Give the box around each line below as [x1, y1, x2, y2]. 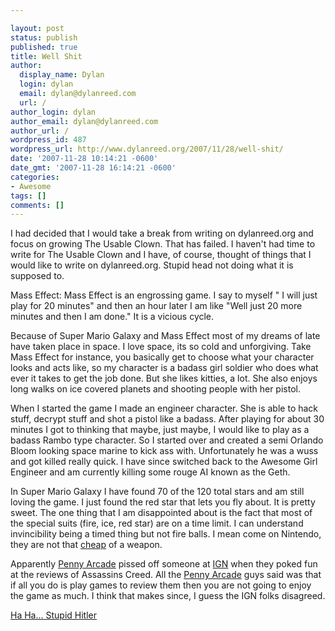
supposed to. [10, 270, 65, 282]
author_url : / [10, 126, 70, 136]
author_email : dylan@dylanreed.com [10, 116, 159, 126]
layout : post [10, 23, 65, 33]
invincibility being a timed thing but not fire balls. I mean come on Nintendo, [10, 528, 322, 540]
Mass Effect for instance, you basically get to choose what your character [10, 351, 315, 363]
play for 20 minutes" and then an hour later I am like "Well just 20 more [10, 300, 303, 312]
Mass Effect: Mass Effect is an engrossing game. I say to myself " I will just [10, 289, 318, 301]
